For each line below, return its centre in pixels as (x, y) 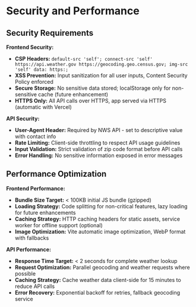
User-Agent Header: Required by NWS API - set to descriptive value (99, 130)
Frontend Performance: (36, 188)
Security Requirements (50, 33)
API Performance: (29, 249)
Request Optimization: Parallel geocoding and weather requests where (102, 267)
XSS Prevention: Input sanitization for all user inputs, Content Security (101, 75)
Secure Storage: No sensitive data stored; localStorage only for (93, 88)
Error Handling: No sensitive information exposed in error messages (99, 155)
